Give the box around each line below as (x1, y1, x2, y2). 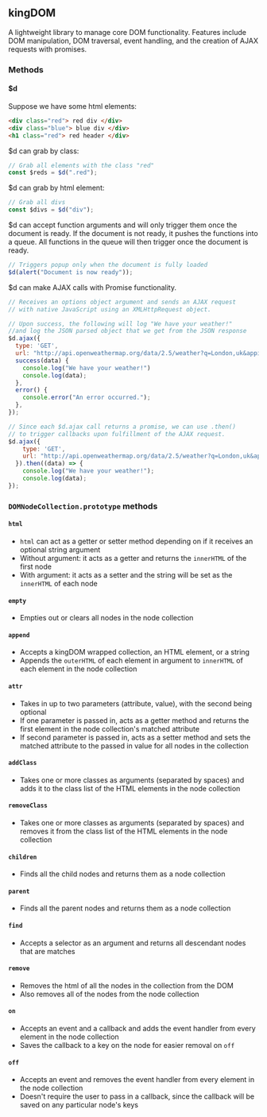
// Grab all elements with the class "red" (8, 161, 155, 169)
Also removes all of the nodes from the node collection (19, 989, 200, 999)
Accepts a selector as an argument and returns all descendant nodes (19, 937, 246, 948)
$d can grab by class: (8, 146, 79, 156)
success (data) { (15, 357, 69, 365)
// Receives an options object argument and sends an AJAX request (8, 298, 237, 306)
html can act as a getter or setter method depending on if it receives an (19, 536, 253, 546)
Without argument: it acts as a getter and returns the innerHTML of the (19, 553, 247, 562)
